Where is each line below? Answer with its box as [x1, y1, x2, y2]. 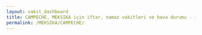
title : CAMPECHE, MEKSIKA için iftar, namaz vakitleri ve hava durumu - [6, 14, 192, 20]
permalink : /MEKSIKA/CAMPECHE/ [6, 20, 85, 26]
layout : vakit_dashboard [6, 8, 69, 15]
